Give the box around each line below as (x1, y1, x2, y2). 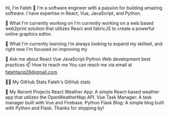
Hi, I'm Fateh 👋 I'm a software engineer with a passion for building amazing (5, 5, 163, 11)
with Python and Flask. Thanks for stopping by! (5, 105, 104, 111)
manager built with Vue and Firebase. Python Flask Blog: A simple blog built (5, 100, 164, 105)
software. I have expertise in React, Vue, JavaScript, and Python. (5, 10, 142, 16)
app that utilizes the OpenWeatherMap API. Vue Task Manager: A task (5, 94, 152, 100)
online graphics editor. (5, 31, 52, 37)
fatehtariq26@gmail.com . (5, 69, 59, 75)
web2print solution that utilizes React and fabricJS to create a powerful (5, 25, 154, 32)
